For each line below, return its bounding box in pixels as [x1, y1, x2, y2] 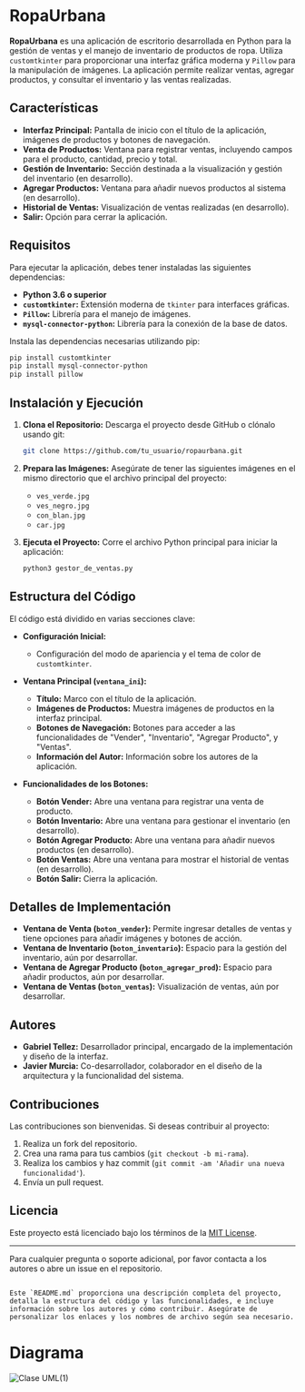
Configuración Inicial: [22, 630, 106, 641]
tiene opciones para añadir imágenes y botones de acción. [22, 933, 242, 944]
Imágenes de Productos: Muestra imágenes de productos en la [35, 703, 275, 714]
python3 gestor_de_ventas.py [22, 564, 133, 573]
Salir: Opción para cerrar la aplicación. [22, 211, 168, 222]
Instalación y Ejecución [9, 395, 143, 410]
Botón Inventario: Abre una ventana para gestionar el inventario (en [35, 814, 290, 826]
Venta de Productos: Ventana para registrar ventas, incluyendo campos [22, 143, 293, 154]
